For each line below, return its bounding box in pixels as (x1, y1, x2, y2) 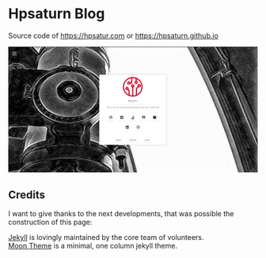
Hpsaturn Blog (8, 5, 105, 23)
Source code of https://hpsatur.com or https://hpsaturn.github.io (8, 31, 219, 40)
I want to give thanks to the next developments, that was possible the (8, 209, 234, 219)
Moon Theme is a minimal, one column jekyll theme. (8, 241, 178, 251)
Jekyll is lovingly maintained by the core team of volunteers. (8, 233, 204, 242)
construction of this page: (8, 218, 93, 227)
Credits (8, 188, 46, 201)
